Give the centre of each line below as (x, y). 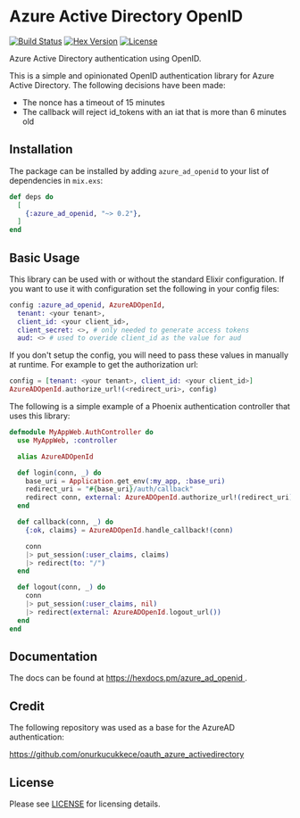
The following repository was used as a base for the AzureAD (122, 728)
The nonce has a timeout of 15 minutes (93, 102)
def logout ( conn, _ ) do (61, 587)
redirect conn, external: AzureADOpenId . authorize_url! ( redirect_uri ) (159, 498)
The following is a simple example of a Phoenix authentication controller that (150, 407)
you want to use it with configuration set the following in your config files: (144, 288)
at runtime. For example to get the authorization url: (104, 365)
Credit (27, 706)
